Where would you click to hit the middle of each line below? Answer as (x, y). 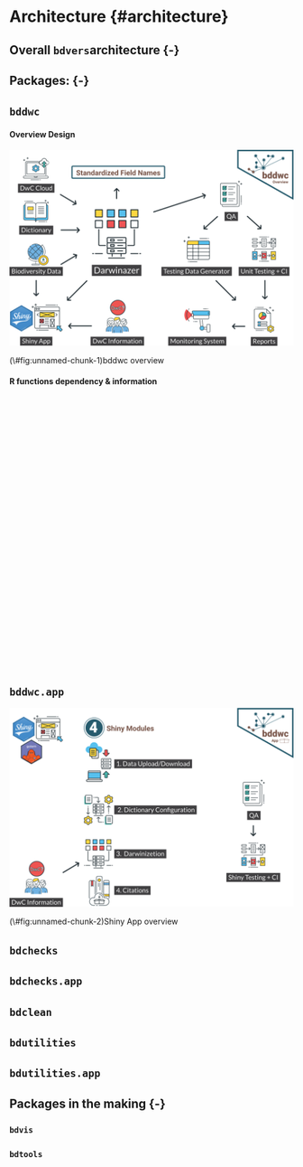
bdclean (31, 1012)
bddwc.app (37, 692)
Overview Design (42, 134)
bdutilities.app (55, 1073)
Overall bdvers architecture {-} (95, 50)
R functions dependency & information (83, 381)
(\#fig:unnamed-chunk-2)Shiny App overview (94, 922)
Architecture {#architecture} (119, 17)
